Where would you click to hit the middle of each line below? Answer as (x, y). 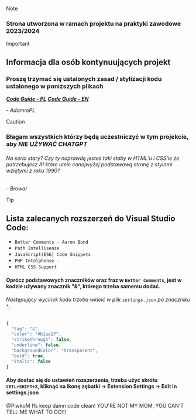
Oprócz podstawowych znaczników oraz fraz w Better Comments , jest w (94, 280)
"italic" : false (31, 361)
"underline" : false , (36, 345)
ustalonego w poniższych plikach (55, 86)
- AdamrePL (21, 110)
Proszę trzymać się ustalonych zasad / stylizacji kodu (84, 78)
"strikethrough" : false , (42, 340)
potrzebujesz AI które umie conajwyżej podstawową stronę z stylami (89, 164)
